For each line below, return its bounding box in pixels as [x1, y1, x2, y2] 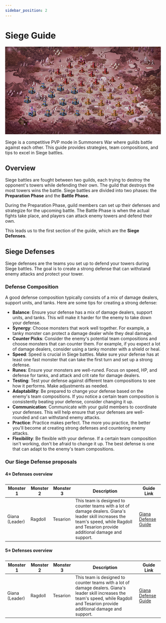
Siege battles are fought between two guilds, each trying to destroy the [5, 177, 150, 183]
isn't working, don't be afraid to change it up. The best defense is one [12, 441, 155, 447]
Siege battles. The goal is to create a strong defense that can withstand [5, 266, 151, 272]
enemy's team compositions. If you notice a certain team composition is [12, 393, 159, 399]
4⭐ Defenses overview [5, 471, 53, 477]
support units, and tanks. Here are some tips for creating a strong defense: [5, 300, 158, 306]
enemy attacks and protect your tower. [5, 271, 84, 277]
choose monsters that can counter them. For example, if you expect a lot [12, 341, 161, 347]
